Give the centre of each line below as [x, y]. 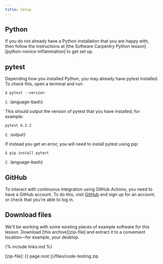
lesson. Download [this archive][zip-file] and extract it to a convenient [75, 232]
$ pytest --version [25, 93]
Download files [29, 215]
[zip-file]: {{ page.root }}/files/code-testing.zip [52, 256]
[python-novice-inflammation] [35, 51]
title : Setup [18, 10]
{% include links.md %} [29, 246]
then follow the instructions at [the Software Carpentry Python [68, 46]
